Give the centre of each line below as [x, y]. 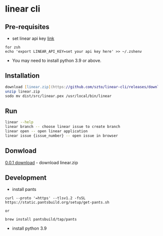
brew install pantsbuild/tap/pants [41, 220]
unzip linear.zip [23, 91]
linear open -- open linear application [47, 131]
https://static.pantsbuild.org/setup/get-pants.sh [57, 203]
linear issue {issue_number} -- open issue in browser [62, 136]
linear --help [19, 122]
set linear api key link [33, 38]
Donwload [21, 151]
